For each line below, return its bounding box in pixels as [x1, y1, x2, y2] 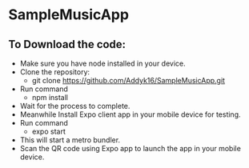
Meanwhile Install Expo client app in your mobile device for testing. [19, 110, 242, 119]
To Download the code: [8, 38, 127, 51]
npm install [31, 93, 68, 102]
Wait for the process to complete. [19, 102, 131, 110]
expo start [31, 126, 66, 136]
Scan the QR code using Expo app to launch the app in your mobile [19, 144, 242, 153]
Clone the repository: [19, 67, 90, 77]
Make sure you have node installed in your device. [19, 58, 186, 68]
